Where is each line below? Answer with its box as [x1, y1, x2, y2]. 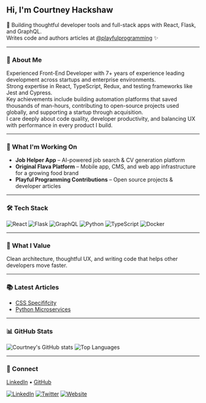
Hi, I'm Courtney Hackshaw [6, 5, 113, 15]
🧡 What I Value [6, 241, 51, 250]
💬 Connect [6, 364, 39, 373]
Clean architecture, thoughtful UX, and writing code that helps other [6, 255, 178, 262]
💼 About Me [6, 55, 42, 64]
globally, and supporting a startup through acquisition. [6, 108, 143, 116]
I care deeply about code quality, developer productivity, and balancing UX [6, 115, 196, 122]
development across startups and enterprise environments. [6, 76, 156, 83]
